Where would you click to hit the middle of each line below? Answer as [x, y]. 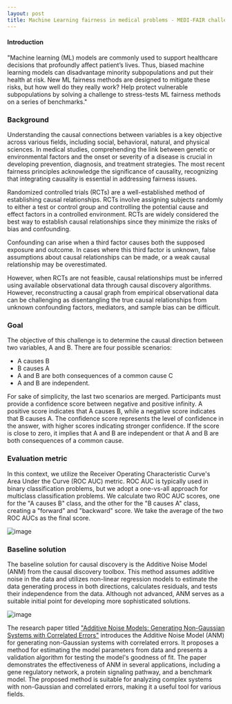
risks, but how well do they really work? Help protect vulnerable [98, 87]
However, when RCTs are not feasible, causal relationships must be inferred [115, 278]
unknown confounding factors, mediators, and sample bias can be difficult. [114, 307]
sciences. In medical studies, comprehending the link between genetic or [111, 149]
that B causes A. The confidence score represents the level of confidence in [116, 419]
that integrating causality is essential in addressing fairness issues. [102, 179]
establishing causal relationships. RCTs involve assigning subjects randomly [115, 199]
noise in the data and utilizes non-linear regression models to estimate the [113, 579]
